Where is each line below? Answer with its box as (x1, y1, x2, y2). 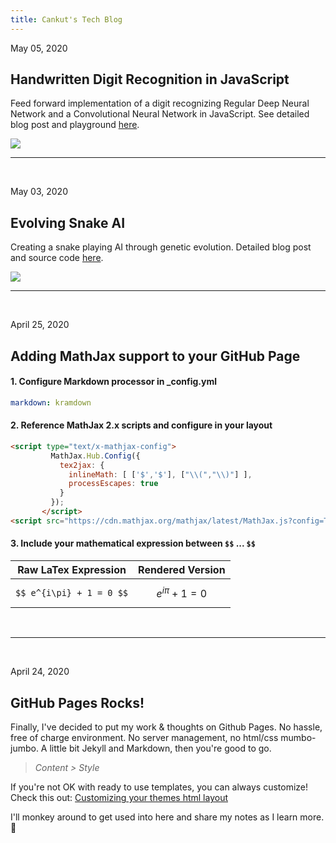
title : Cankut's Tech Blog (10, 14, 123, 25)
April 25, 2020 (10, 319, 70, 331)
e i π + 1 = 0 (156, 585, 208, 601)
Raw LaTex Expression (17, 563, 127, 576)
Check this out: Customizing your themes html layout (10, 792, 228, 804)
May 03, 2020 (10, 186, 68, 198)
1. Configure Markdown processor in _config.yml (10, 376, 218, 388)
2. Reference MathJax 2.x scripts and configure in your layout (10, 419, 273, 431)
